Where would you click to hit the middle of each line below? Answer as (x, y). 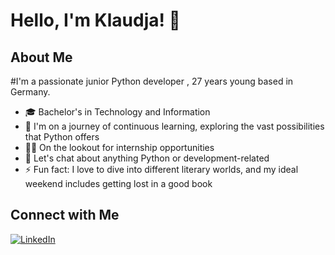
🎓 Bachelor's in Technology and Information (117, 112)
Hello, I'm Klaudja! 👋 (95, 20)
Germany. (30, 92)
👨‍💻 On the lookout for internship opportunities (119, 147)
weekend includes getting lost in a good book (118, 183)
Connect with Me (65, 215)
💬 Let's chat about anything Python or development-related (147, 158)
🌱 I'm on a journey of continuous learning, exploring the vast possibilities (174, 126)
